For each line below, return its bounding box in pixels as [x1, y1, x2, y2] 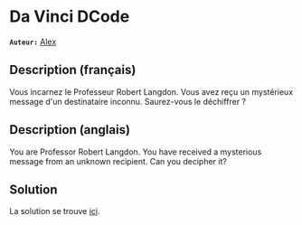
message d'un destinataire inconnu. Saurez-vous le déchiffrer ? [9, 96, 247, 107]
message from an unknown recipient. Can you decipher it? [9, 155, 228, 166]
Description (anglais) [9, 122, 131, 137]
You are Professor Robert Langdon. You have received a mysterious [9, 146, 262, 157]
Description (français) [9, 62, 137, 78]
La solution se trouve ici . [9, 206, 101, 217]
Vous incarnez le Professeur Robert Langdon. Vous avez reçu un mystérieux [9, 86, 294, 97]
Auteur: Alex [9, 36, 57, 47]
